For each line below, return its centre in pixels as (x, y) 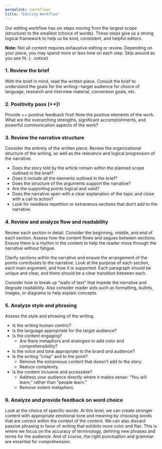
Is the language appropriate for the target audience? (64, 330)
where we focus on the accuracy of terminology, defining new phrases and (80, 431)
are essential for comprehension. (38, 442)
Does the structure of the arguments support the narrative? (71, 183)
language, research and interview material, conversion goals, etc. (71, 91)
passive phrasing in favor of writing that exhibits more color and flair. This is (81, 426)
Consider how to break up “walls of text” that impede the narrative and (76, 282)
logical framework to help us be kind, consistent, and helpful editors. (74, 38)
